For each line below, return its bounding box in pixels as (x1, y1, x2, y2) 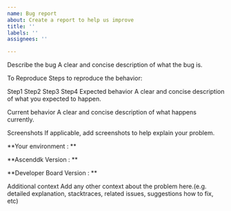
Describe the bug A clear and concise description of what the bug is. (7, 61, 203, 69)
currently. (7, 115, 34, 124)
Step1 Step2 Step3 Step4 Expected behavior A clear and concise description (7, 88, 225, 96)
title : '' (7, 23, 36, 30)
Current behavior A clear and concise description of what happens (7, 108, 197, 117)
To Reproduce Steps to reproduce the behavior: (7, 74, 143, 83)
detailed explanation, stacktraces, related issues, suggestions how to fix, (7, 190, 214, 198)
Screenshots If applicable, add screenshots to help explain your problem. (7, 129, 215, 137)
